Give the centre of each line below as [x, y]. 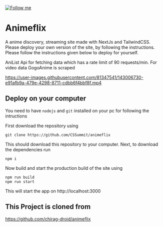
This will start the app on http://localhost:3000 [53, 191]
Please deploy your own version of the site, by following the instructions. [80, 47]
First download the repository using [42, 126]
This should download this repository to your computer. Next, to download [82, 144]
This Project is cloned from [48, 207]
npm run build [20, 177]
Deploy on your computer [46, 99]
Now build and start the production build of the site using [64, 168]
